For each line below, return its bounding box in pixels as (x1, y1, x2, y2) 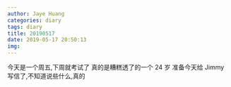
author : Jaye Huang (7, 10, 65, 18)
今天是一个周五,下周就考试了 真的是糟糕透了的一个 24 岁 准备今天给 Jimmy (7, 63, 225, 71)
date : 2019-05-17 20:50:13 (7, 36, 87, 43)
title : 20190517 (7, 29, 55, 37)
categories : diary (7, 17, 61, 24)
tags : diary (7, 23, 42, 30)
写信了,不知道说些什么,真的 (7, 72, 86, 80)
